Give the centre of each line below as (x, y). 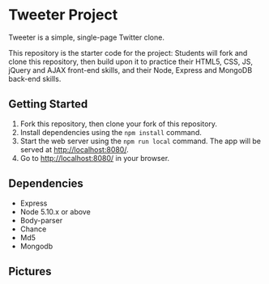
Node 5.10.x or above (55, 211)
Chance (33, 229)
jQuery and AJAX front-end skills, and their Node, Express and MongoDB (130, 70)
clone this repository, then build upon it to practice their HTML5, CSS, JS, (131, 61)
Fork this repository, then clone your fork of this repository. (118, 124)
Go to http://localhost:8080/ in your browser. (95, 158)
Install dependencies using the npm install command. (111, 132)
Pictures (30, 271)
